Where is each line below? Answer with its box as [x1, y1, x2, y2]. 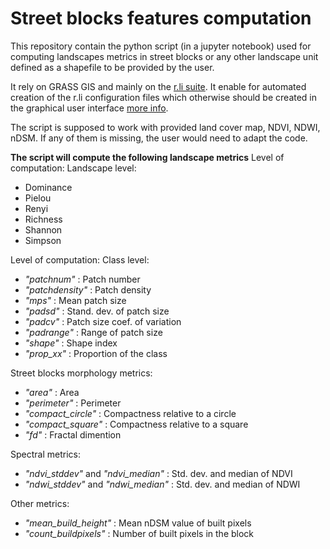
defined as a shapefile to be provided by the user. [10, 61, 215, 73]
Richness [24, 213, 63, 225]
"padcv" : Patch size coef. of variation [24, 315, 182, 327]
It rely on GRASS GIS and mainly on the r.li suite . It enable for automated [10, 80, 307, 92]
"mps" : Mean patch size [24, 294, 127, 306]
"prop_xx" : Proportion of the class [24, 347, 168, 359]
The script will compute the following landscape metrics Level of [10, 151, 285, 163]
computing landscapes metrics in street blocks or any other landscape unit [10, 50, 319, 62]
